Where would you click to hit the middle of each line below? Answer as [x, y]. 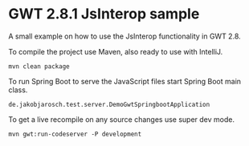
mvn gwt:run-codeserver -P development [75, 134]
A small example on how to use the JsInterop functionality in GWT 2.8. [124, 36]
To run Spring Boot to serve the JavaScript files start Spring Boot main [125, 81]
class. [18, 90]
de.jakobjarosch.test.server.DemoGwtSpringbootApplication [109, 104]
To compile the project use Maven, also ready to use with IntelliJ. [116, 51]
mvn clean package [39, 66]
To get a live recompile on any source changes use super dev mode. [122, 119]
